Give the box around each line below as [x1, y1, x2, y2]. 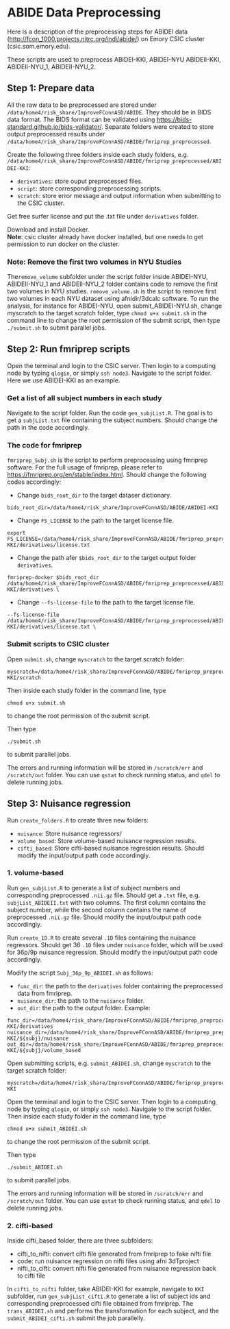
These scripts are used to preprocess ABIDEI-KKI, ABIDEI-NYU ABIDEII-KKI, [7, 55, 221, 63]
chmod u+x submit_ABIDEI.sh [7, 1125, 88, 1132]
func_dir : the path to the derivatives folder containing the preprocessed [16, 981, 223, 990]
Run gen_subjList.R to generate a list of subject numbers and [7, 883, 181, 892]
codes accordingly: [7, 478, 62, 486]
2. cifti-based [7, 1221, 53, 1230]
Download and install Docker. [7, 225, 90, 234]
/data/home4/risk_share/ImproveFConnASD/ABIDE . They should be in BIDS [7, 108, 212, 116]
